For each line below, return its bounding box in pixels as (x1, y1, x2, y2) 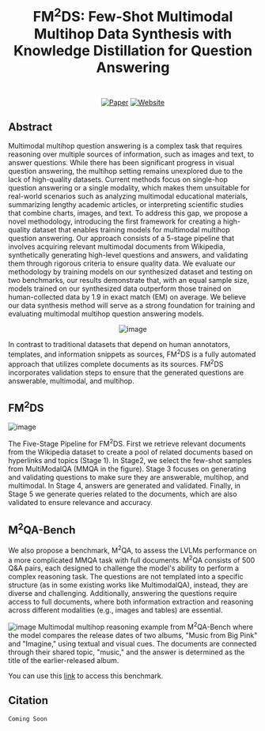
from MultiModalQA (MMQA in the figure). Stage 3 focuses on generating (8, 464, 247, 474)
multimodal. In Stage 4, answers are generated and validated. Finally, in (8, 481, 241, 491)
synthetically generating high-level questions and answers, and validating (8, 251, 248, 260)
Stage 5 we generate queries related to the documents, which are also (8, 489, 237, 499)
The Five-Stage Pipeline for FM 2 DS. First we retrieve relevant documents (8, 438, 247, 449)
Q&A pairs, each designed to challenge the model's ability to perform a (8, 563, 240, 573)
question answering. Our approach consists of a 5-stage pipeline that (8, 234, 235, 243)
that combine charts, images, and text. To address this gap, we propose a (8, 209, 248, 218)
